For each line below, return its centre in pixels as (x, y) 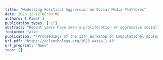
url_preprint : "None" (27, 45)
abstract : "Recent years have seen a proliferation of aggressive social (81, 28)
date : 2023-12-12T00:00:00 (32, 14)
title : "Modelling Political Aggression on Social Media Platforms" (76, 9)
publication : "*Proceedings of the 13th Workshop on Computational (75, 37)
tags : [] (14, 50)
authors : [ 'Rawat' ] (25, 18)
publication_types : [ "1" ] (31, 23)
